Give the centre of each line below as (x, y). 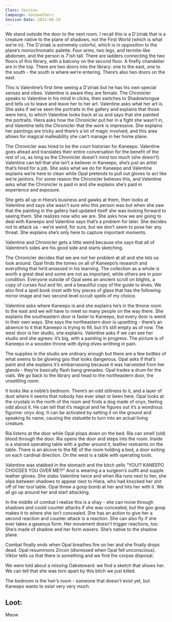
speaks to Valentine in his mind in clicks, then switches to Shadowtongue (82, 98)
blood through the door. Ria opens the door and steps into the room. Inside (84, 439)
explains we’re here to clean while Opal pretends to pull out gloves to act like (86, 174)
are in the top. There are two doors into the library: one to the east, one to (83, 67)
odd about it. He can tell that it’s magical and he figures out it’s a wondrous (84, 407)
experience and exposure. (33, 190)
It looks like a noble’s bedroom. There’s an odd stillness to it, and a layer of (84, 391)
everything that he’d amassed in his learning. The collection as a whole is (82, 269)
